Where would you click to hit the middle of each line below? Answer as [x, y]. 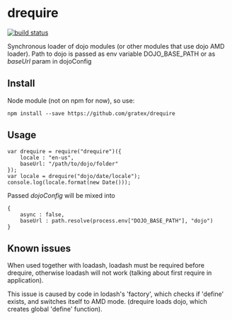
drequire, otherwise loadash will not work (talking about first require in [110, 273]
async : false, [42, 214]
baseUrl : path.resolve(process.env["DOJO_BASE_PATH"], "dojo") [117, 220]
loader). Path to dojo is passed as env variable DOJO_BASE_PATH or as [111, 54]
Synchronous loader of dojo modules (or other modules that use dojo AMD [116, 46]
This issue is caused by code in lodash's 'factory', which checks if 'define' [116, 294]
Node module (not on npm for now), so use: [71, 100]
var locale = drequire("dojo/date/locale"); [74, 176]
